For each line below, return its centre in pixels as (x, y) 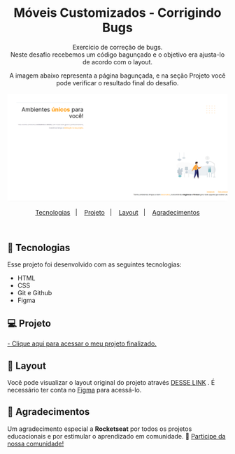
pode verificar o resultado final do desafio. (117, 83)
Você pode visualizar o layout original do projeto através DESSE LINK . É (111, 382)
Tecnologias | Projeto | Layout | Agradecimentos (117, 212)
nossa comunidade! (36, 444)
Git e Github (35, 293)
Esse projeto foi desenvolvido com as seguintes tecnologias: (94, 264)
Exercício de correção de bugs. (117, 47)
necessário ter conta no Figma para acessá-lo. (74, 390)
